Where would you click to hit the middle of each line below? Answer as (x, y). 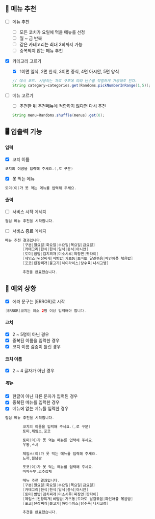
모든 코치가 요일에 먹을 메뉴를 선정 (52, 32)
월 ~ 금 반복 (31, 38)
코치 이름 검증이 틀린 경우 (37, 346)
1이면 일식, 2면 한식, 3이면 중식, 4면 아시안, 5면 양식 (69, 72)
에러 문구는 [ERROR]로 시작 (39, 301)
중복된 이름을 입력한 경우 (36, 340)
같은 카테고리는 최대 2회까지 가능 (51, 44)
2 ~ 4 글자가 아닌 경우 (33, 371)
